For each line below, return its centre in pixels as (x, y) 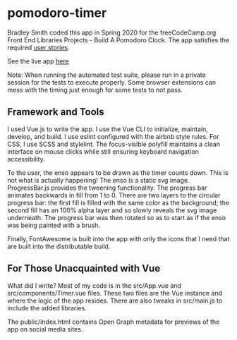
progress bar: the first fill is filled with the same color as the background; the (119, 202)
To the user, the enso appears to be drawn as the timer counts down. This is (118, 172)
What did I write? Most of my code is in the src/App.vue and (95, 285)
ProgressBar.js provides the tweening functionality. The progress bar (107, 188)
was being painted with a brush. (54, 225)
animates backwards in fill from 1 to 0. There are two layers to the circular (114, 195)
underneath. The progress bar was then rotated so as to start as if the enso (117, 217)
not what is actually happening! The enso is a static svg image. (98, 180)
